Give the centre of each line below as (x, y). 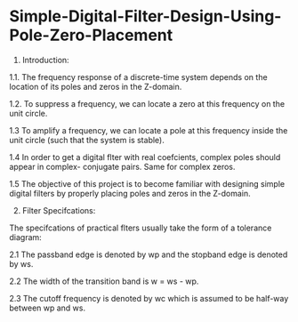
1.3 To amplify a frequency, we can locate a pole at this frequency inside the (149, 130)
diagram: (25, 237)
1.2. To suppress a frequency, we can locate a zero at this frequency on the (147, 103)
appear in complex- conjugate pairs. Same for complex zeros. (122, 166)
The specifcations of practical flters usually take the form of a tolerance (141, 228)
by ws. (21, 263)
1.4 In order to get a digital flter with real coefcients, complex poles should (145, 157)
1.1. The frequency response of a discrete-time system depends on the (139, 76)
